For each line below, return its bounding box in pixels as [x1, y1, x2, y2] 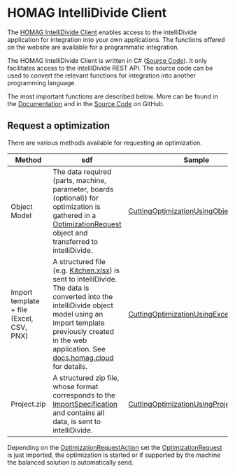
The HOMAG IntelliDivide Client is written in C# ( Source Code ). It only [7, 56, 208, 64]
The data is [52, 283, 90, 293]
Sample [183, 155, 210, 165]
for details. [52, 361, 88, 371]
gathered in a [52, 210, 97, 220]
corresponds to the [52, 390, 115, 400]
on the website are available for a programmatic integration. [7, 43, 180, 51]
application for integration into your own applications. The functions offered [7, 35, 225, 43]
